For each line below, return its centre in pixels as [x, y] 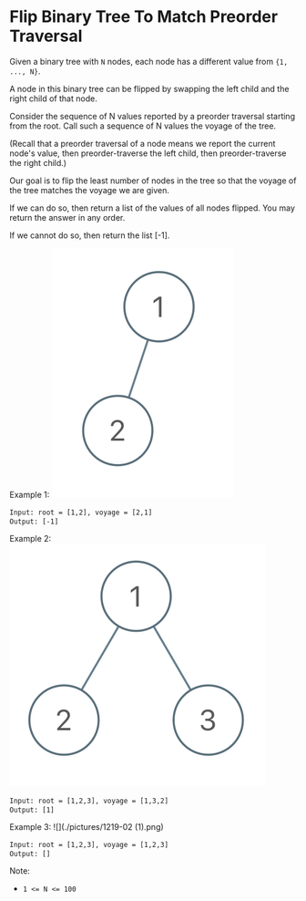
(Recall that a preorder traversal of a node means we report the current [143, 143]
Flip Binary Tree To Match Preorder [144, 17]
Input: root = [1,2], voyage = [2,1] [81, 513]
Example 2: [31, 538]
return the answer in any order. [67, 217]
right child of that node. [53, 98]
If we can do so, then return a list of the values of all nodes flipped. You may [153, 208]
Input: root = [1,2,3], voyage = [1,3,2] [89, 801]
